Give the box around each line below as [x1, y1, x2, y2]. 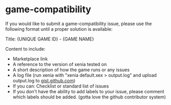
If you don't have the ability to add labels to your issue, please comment [12, 88, 164, 94]
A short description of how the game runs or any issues [12, 67, 130, 73]
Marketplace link [12, 55, 48, 62]
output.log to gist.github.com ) [12, 77, 76, 83]
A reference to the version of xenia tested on [12, 61, 107, 67]
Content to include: [5, 46, 46, 52]
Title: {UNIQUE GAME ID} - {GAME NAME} [5, 36, 94, 42]
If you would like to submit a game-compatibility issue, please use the [5, 20, 152, 27]
